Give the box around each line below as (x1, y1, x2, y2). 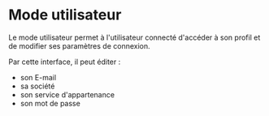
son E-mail (20, 72, 57, 82)
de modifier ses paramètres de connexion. (8, 41, 150, 50)
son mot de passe (20, 98, 81, 108)
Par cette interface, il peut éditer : (8, 57, 121, 67)
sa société (20, 81, 55, 91)
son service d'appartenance (20, 89, 115, 99)
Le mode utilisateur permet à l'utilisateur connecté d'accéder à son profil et (8, 32, 261, 42)
